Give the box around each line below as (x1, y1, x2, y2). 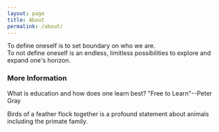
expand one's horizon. (7, 56, 71, 65)
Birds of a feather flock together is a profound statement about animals (7, 109, 209, 118)
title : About (7, 16, 45, 23)
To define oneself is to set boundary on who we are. (7, 42, 155, 50)
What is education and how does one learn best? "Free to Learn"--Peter (7, 89, 213, 97)
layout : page (7, 10, 45, 17)
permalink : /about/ (7, 23, 64, 30)
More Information (7, 74, 67, 83)
